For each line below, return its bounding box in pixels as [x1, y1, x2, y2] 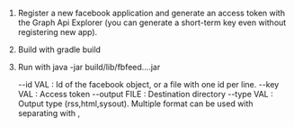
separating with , [17, 108, 81, 118]
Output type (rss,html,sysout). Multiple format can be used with [17, 98, 254, 109]
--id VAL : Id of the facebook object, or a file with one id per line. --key [17, 79, 280, 89]
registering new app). [17, 27, 98, 37]
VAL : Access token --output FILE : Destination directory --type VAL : [17, 89, 274, 99]
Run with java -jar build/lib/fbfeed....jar [17, 62, 161, 72]
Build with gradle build [17, 44, 102, 55]
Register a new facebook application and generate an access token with [17, 8, 286, 18]
